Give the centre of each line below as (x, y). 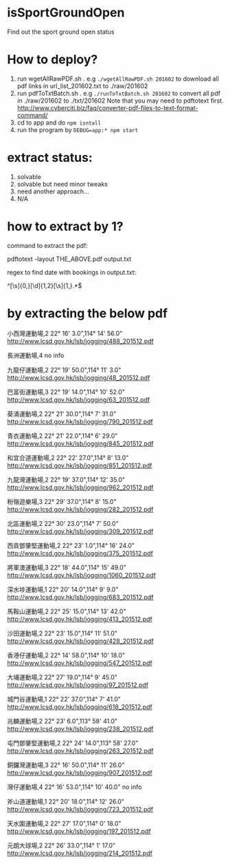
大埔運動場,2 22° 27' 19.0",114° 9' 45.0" (62, 677)
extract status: (50, 158)
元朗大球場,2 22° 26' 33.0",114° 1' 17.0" (61, 845)
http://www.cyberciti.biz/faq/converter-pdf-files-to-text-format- (107, 107)
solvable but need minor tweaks (62, 184)
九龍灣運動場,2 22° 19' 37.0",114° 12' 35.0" (66, 479)
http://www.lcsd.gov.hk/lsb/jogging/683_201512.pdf (80, 597)
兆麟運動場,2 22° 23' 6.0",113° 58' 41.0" (62, 721)
